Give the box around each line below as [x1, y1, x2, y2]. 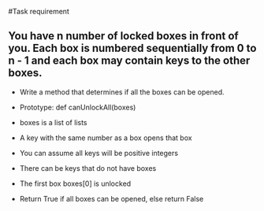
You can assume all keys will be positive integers [19, 148, 179, 157]
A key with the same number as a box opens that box [19, 133, 192, 143]
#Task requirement [8, 7, 69, 16]
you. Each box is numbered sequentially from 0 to [8, 42, 257, 55]
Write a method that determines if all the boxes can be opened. [19, 87, 225, 97]
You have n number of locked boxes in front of [8, 29, 239, 43]
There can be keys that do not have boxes [19, 163, 157, 172]
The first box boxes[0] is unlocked [19, 179, 132, 188]
